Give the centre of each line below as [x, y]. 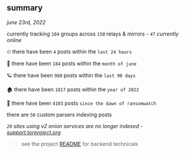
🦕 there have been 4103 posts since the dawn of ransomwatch [82, 103]
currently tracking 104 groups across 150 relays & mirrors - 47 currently [93, 34]
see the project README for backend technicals [79, 144]
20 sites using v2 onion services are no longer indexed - [75, 126]
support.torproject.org [34, 132]
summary [25, 8]
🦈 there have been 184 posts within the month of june [72, 63]
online [14, 40]
